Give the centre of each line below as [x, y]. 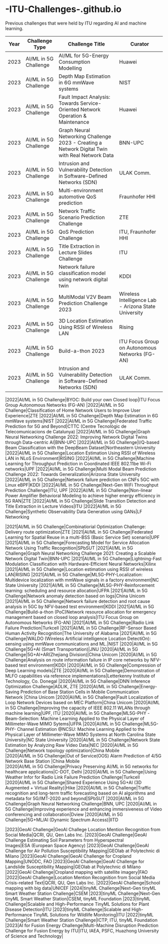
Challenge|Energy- [138, 686]
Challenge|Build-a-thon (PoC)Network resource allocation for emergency [81, 612]
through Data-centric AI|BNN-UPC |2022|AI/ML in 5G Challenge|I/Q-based [82, 442]
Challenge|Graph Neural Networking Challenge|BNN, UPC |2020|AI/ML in [81, 804]
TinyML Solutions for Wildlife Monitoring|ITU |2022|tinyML [93, 914]
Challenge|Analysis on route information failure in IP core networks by [77, 660]
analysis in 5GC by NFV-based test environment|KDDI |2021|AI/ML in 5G [80, 606]
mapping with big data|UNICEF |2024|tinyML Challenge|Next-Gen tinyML [81, 888]
